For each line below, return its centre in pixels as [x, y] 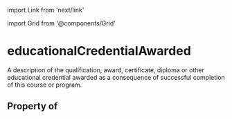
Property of [33, 106]
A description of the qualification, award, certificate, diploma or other [106, 70]
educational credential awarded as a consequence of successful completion [116, 77]
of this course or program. [45, 85]
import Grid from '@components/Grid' [62, 23]
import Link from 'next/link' [46, 10]
